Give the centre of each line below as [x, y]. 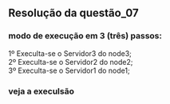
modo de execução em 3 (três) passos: [85, 36]
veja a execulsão [41, 91]
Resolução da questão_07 [73, 13]
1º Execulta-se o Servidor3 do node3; [70, 53]
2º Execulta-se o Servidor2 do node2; [71, 62]
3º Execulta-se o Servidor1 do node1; [69, 70]
